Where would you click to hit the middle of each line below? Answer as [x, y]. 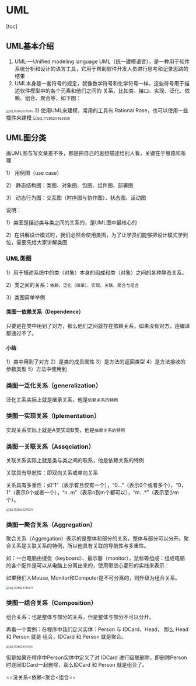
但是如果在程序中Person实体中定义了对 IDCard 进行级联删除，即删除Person [97, 657]
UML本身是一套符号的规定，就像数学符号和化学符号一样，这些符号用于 [99, 83]
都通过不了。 [21, 333]
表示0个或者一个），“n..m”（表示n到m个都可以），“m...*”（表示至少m [97, 493]
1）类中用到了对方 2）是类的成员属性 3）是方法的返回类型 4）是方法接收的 [96, 362]
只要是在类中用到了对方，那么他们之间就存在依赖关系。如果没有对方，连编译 [98, 326]
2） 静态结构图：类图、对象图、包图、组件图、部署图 [70, 185]
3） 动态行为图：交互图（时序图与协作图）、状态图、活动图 [76, 198]
